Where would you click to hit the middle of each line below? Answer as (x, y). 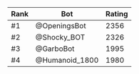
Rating (117, 14)
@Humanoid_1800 (67, 60)
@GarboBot (55, 49)
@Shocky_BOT (60, 37)
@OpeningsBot (61, 26)
